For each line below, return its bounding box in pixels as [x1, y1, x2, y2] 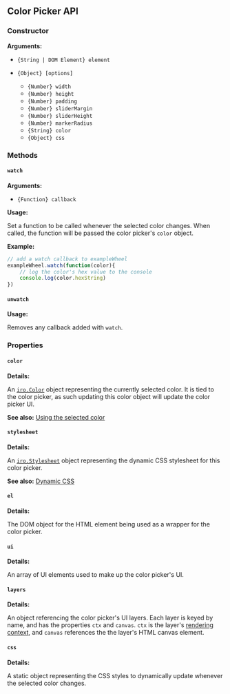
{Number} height [27, 90, 74, 97]
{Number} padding [27, 98, 78, 105]
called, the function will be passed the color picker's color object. [7, 229, 194, 237]
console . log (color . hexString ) [19, 275, 107, 282]
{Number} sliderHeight [27, 112, 93, 119]
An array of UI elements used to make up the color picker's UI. [7, 571, 185, 579]
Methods [7, 150, 38, 160]
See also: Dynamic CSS [7, 477, 75, 485]
